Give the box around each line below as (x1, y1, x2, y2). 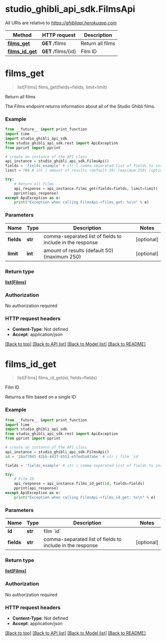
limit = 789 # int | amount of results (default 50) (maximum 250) (5, 168, 147, 173)
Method (13, 31, 32, 38)
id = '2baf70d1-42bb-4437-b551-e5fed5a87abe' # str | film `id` (5, 454, 140, 459)
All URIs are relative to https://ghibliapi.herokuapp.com (5, 20, 117, 26)
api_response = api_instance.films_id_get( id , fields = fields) (14, 481, 145, 486)
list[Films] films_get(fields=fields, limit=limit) (17, 84, 107, 90)
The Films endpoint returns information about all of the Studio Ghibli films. (5, 103, 156, 109)
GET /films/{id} (41, 48, 76, 55)
